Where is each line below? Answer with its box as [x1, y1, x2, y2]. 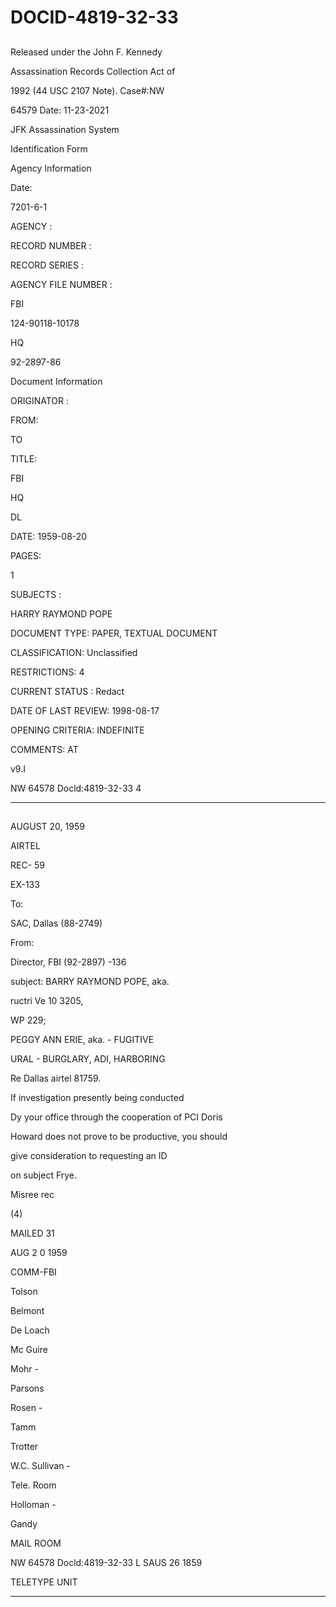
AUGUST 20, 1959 [10, 820, 85, 832]
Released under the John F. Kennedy [10, 46, 163, 58]
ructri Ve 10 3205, [10, 994, 84, 1006]
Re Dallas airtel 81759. [10, 1072, 102, 1084]
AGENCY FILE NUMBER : [10, 278, 113, 290]
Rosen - [10, 1401, 43, 1413]
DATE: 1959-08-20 [10, 530, 88, 542]
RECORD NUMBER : [10, 239, 92, 251]
